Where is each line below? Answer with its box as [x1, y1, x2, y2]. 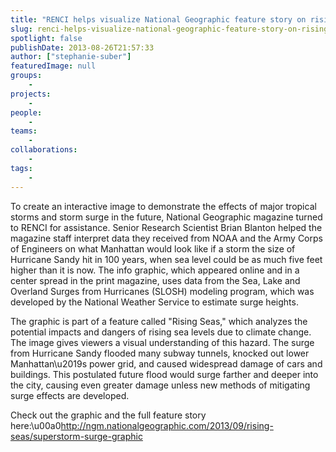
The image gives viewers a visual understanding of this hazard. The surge [10, 336, 315, 348]
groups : [10, 71, 43, 81]
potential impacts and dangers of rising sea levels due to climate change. [10, 326, 312, 338]
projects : [10, 89, 52, 99]
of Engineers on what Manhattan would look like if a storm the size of [10, 242, 296, 255]
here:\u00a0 [10, 419, 62, 431]
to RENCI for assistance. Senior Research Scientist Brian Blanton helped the [10, 221, 323, 233]
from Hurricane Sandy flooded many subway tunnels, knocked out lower [10, 347, 310, 359]
